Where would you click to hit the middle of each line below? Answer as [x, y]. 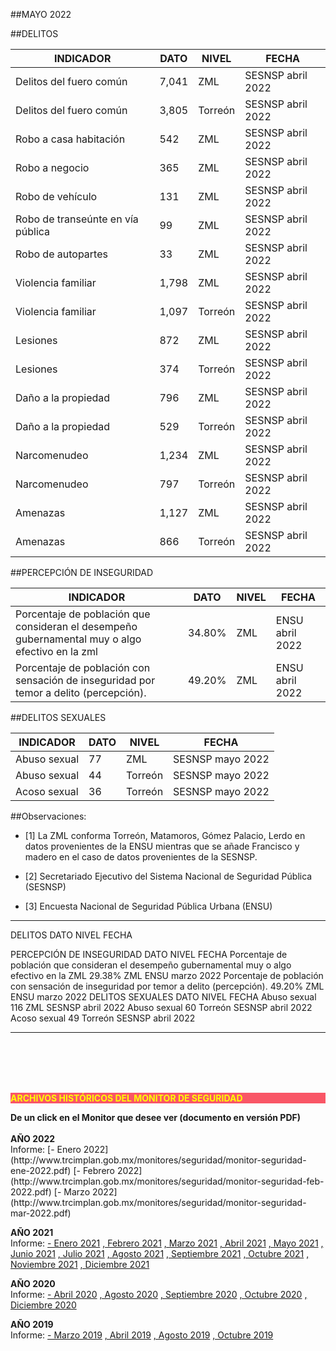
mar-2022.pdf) [41, 1213]
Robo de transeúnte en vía [77, 219]
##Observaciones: [48, 816]
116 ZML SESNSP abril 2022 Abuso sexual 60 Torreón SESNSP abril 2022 [161, 1007]
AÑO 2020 [33, 1283]
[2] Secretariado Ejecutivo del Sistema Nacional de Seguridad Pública [168, 876]
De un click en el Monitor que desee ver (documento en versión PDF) [156, 1117]
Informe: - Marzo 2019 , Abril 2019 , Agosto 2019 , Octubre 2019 [142, 1335]
